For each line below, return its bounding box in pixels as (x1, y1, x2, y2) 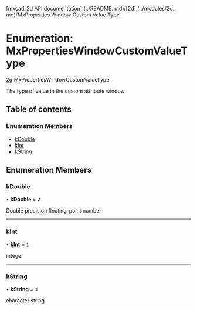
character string (6, 296, 45, 304)
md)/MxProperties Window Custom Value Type (6, 11, 120, 18)
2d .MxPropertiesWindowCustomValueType (6, 76, 110, 83)
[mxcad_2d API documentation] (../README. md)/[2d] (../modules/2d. (6, 5, 175, 12)
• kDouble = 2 (6, 196, 40, 203)
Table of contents (6, 105, 72, 114)
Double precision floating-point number (6, 207, 101, 214)
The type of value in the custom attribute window (6, 87, 125, 95)
